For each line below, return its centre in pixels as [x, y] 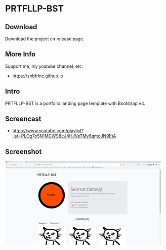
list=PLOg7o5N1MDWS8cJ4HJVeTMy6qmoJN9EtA [64, 136]
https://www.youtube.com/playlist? [48, 131]
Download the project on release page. [45, 39]
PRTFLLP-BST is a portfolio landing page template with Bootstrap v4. [75, 103]
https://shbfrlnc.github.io [38, 76]
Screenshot [23, 151]
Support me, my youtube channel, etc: [44, 66]
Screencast [23, 119]
